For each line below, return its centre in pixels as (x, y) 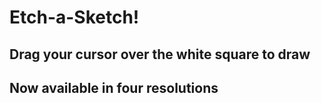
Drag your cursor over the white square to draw (160, 54)
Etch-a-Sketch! (74, 17)
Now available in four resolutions (114, 87)
